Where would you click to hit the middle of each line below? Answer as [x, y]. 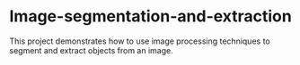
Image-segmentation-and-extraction [150, 16]
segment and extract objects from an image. [91, 50]
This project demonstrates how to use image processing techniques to [140, 41]
